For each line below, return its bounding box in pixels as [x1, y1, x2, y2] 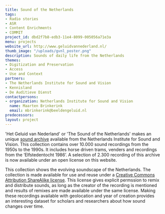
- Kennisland [5, 85, 32, 90]
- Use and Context [5, 71, 43, 76]
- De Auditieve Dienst [5, 90, 52, 95]
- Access [5, 67, 23, 72]
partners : [5, 76, 26, 81]
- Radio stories [5, 16, 38, 21]
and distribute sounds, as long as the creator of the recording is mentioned [5, 182, 157, 188]
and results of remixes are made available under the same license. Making [5, 187, 156, 193]
